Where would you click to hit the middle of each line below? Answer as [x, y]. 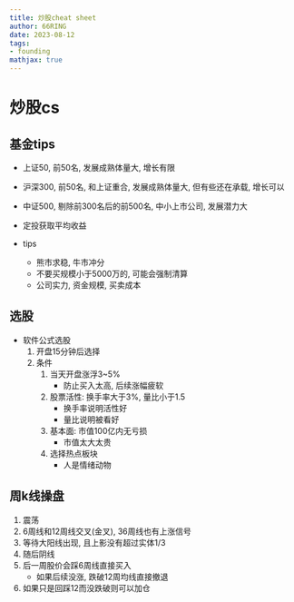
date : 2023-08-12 [42, 35]
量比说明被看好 [91, 419]
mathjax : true [36, 60]
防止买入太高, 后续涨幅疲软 [113, 385]
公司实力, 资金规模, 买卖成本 [88, 285]
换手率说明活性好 [95, 408]
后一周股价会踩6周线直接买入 [77, 565]
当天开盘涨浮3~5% [85, 374]
